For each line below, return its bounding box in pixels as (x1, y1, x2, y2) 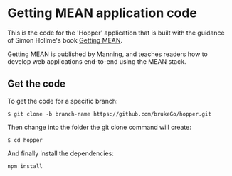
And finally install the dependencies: (7, 149, 114, 158)
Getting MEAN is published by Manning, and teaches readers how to (7, 50, 208, 58)
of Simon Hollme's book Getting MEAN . (7, 35, 123, 44)
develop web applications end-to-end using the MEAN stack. (7, 57, 186, 65)
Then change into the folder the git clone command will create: (7, 123, 192, 131)
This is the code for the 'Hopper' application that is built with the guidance (7, 28, 226, 37)
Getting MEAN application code (7, 5, 198, 21)
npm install (7, 163, 43, 170)
